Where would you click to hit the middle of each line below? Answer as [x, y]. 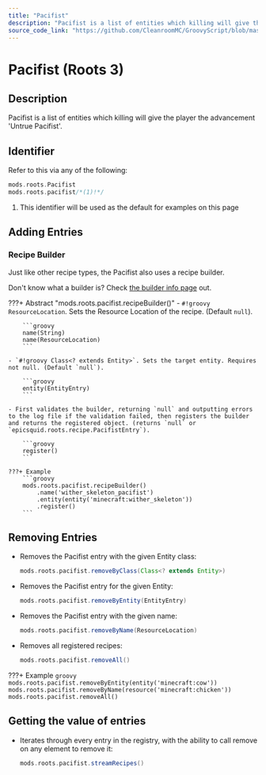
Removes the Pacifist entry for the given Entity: [96, 586]
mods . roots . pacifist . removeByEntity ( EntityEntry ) [103, 601]
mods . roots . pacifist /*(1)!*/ [56, 192]
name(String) [44, 333]
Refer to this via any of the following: [68, 171]
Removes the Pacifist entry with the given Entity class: [108, 557]
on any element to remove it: [66, 748]
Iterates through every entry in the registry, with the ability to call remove [139, 740]
